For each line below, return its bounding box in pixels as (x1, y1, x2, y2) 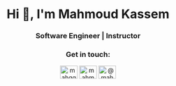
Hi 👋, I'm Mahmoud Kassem (6, 6, 170, 22)
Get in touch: (66, 50, 110, 60)
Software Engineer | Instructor (35, 31, 141, 41)
